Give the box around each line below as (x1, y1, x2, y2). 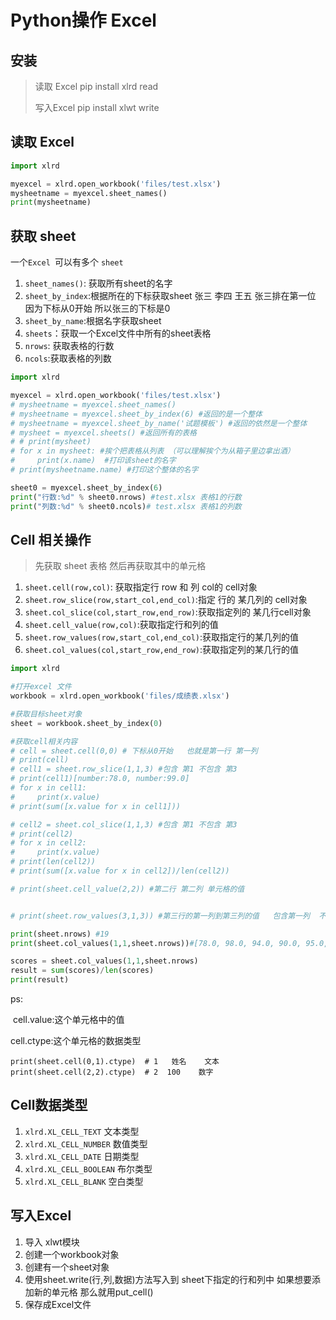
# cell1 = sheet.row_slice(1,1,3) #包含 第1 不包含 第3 (10, 764, 238, 775)
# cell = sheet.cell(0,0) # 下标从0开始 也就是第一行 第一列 (10, 746, 258, 756)
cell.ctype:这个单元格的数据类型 (10, 1035, 142, 1047)
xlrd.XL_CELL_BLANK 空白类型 (24, 1175, 144, 1187)
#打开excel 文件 (10, 682, 72, 692)
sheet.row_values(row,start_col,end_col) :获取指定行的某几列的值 (24, 631, 300, 643)
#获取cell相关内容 (10, 736, 78, 746)
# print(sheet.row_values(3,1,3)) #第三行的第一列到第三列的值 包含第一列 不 (10, 911, 327, 921)
